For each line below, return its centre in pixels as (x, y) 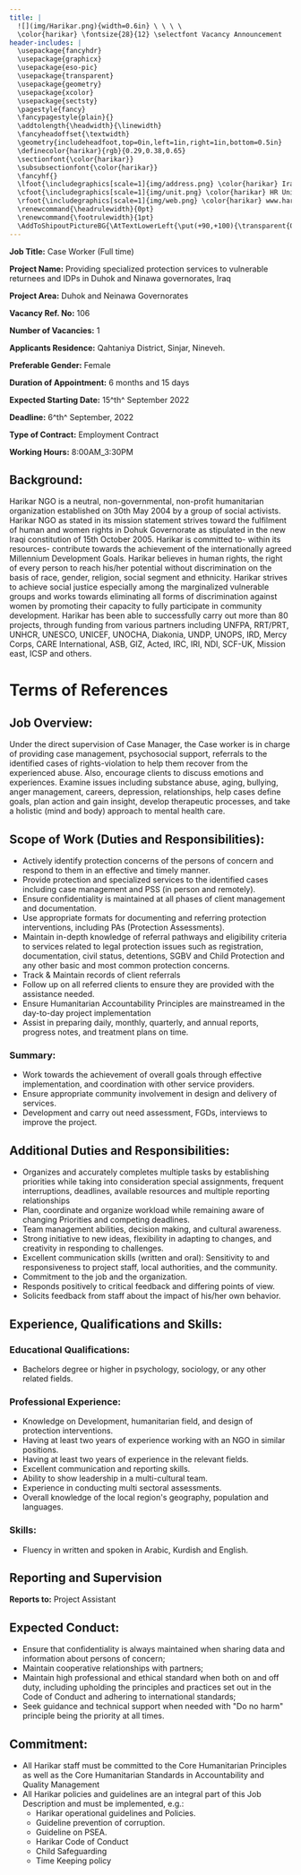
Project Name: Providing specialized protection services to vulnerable (139, 269)
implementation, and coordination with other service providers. (138, 1084)
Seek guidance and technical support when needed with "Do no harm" (153, 1707)
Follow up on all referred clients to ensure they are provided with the (148, 985)
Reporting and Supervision (86, 1578)
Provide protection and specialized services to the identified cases (145, 880)
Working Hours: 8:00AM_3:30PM (72, 452)
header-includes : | (46, 43)
